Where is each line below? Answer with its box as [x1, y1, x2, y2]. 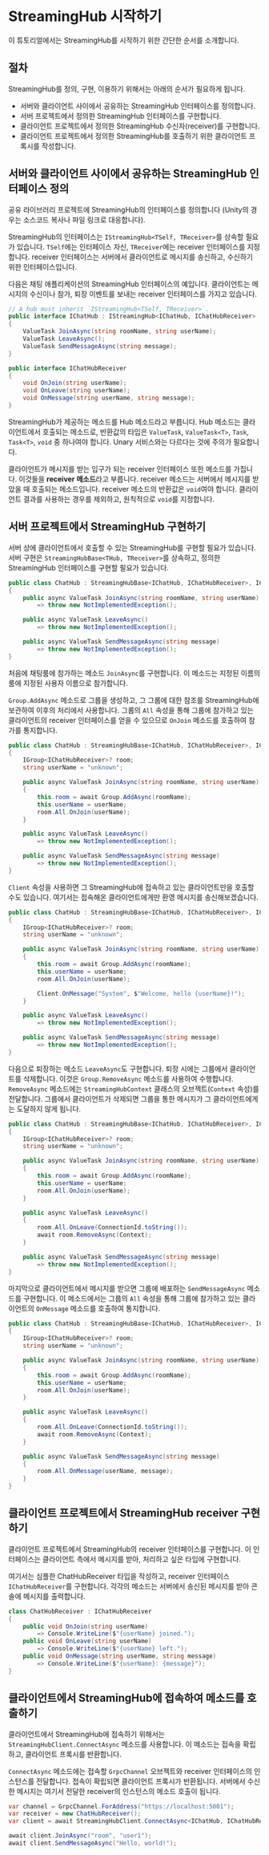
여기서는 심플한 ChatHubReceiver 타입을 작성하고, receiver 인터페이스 [8, 1571, 230, 1581]
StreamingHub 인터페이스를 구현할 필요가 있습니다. [8, 562, 170, 572]
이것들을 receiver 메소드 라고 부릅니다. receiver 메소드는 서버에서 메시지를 [18, 474, 251, 484]
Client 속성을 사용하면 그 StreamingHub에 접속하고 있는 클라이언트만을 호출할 [8, 882, 255, 891]
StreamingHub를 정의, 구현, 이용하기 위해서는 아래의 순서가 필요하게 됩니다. [8, 83, 246, 93]
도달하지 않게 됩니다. [16, 1104, 82, 1114]
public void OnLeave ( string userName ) [22, 1638, 152, 1646]
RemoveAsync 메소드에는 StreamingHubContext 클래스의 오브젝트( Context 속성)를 [8, 1084, 259, 1094]
